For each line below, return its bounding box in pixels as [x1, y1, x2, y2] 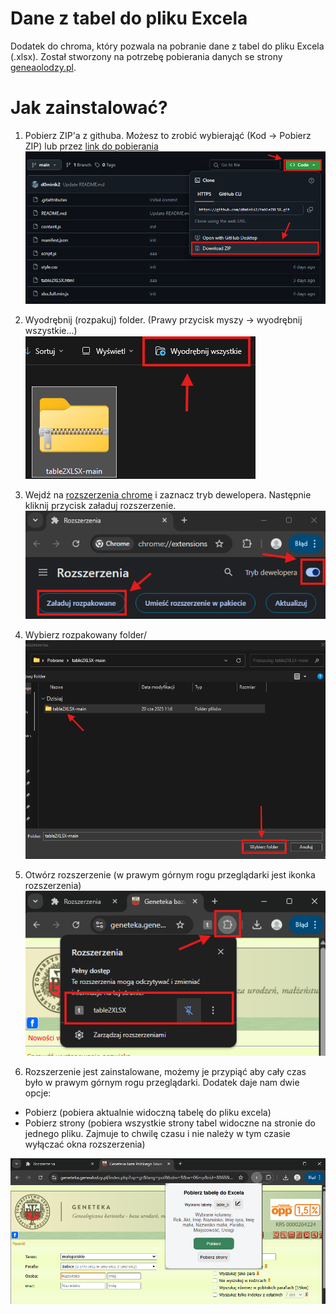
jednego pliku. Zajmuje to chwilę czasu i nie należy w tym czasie [24, 1127, 291, 1139]
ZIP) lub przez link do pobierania [24, 140, 159, 152]
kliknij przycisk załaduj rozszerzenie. [24, 500, 177, 512]
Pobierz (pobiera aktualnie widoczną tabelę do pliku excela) [24, 1106, 272, 1118]
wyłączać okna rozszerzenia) [24, 1138, 146, 1150]
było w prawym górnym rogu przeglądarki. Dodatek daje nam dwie [24, 1076, 300, 1088]
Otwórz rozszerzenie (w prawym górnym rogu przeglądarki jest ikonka [24, 868, 316, 881]
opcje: [24, 1087, 52, 1099]
